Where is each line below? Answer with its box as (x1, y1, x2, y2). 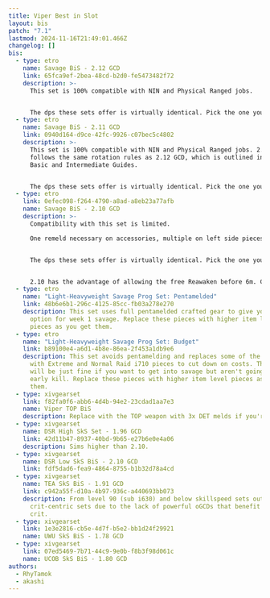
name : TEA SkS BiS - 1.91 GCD (22, 480, 125, 488)
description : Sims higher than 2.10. (22, 442, 149, 451)
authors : (8, 562, 38, 571)
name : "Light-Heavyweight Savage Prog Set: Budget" (22, 338, 199, 346)
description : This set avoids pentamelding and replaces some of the (22, 352, 261, 361)
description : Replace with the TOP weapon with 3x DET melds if (22, 413, 243, 421)
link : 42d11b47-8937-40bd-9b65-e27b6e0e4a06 (22, 434, 174, 443)
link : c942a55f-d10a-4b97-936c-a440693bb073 (22, 488, 174, 496)
